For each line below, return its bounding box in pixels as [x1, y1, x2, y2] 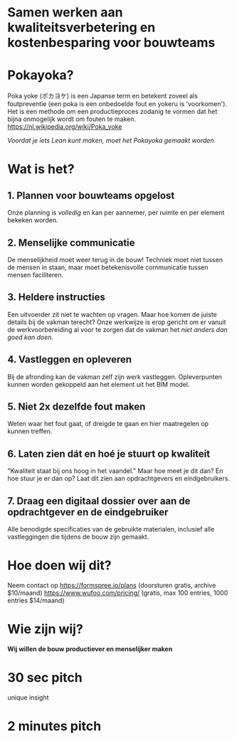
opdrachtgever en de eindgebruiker [7, 506, 169, 518]
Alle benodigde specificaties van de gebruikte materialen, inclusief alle [7, 525, 215, 533]
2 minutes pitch [7, 718, 102, 734]
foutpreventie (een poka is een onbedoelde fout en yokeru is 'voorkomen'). [7, 100, 228, 108]
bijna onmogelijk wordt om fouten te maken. [7, 115, 137, 123]
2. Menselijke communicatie [7, 237, 135, 249]
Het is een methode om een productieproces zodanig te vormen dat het [7, 108, 218, 116]
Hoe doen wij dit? [7, 557, 112, 574]
